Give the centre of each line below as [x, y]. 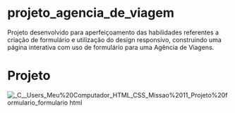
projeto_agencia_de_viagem [91, 13]
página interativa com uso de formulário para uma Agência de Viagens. [111, 47]
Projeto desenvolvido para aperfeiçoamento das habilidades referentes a [113, 32]
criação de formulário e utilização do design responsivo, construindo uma [115, 39]
